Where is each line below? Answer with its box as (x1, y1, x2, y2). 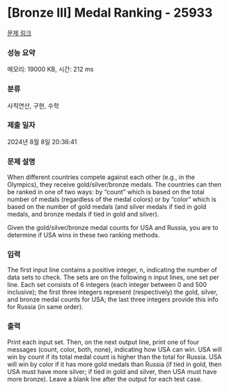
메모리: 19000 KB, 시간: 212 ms (7, 65, 94, 74)
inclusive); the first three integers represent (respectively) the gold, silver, (7, 288, 218, 297)
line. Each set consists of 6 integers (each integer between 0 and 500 (7, 281, 207, 289)
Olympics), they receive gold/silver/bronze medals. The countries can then (7, 180, 221, 189)
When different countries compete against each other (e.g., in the (7, 173, 195, 182)
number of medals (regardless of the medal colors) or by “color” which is (7, 195, 217, 203)
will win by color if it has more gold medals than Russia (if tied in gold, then (7, 360, 222, 368)
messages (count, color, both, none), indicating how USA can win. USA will (7, 345, 223, 353)
